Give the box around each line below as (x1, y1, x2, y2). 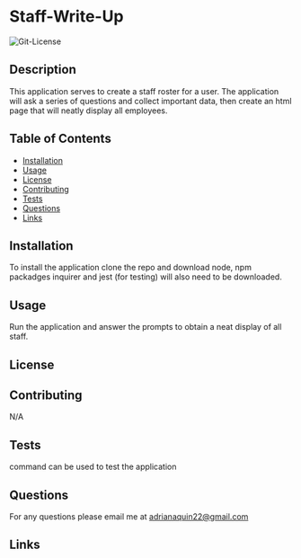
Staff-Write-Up (9, 6, 124, 27)
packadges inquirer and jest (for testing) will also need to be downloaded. (9, 271, 283, 282)
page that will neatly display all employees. (9, 105, 168, 116)
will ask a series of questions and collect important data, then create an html (9, 95, 292, 106)
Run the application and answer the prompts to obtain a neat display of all (9, 322, 282, 332)
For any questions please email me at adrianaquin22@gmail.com (9, 511, 249, 522)
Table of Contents (9, 131, 112, 146)
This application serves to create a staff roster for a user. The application (9, 85, 279, 96)
